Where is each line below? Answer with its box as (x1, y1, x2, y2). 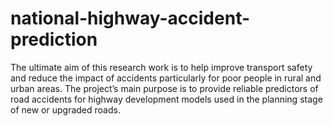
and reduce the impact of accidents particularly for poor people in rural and (10, 72, 322, 84)
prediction (10, 28, 98, 51)
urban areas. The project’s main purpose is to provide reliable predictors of (10, 82, 319, 94)
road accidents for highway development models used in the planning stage (10, 93, 323, 105)
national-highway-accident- (10, 7, 251, 30)
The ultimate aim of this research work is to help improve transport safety (10, 61, 313, 73)
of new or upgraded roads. (10, 103, 121, 116)
